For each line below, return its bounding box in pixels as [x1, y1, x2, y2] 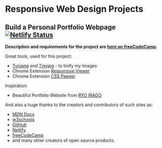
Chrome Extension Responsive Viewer [12, 68, 90, 74]
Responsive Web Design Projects [5, 3, 144, 15]
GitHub [12, 122, 27, 127]
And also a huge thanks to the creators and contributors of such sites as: [5, 102, 153, 108]
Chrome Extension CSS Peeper [12, 73, 76, 79]
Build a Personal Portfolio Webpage [5, 23, 116, 31]
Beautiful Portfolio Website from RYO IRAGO [12, 92, 102, 98]
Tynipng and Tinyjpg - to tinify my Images [12, 63, 97, 68]
